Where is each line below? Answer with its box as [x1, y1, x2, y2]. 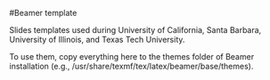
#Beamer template [9, 8, 78, 18]
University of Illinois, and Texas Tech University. [9, 35, 185, 44]
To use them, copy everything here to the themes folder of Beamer [9, 52, 255, 61]
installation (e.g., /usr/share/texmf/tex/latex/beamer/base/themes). [9, 61, 254, 71]
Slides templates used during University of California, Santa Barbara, [9, 25, 262, 35]
